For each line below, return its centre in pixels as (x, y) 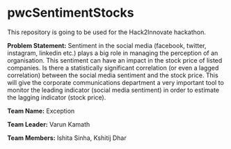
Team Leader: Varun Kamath (49, 124)
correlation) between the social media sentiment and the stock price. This (113, 75)
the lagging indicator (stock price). (57, 97)
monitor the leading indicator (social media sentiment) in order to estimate (113, 90)
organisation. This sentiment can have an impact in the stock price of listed (115, 60)
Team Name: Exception (41, 111)
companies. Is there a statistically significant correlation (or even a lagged (113, 68)
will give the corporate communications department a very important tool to (115, 82)
